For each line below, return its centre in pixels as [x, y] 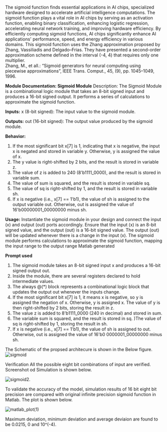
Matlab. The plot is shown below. [39, 400]
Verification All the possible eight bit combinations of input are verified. [78, 364]
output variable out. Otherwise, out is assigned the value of [73, 204]
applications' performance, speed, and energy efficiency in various [74, 39]
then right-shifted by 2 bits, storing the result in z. [63, 308]
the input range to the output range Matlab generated [60, 246]
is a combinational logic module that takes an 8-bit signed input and [75, 91]
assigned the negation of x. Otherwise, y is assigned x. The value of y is [86, 302]
